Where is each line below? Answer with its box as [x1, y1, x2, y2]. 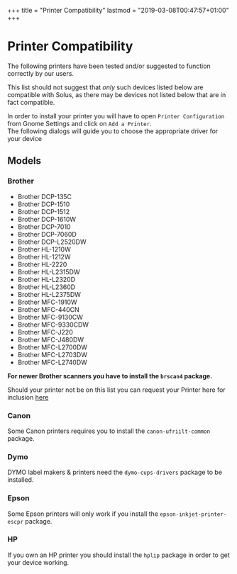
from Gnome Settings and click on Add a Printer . [7, 119, 152, 128]
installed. [7, 475, 34, 484]
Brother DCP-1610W [17, 215, 77, 223]
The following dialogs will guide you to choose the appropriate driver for [7, 127, 219, 135]
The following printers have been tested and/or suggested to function [7, 62, 211, 70]
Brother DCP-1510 [17, 200, 70, 208]
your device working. [7, 558, 70, 566]
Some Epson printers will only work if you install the [7, 510, 158, 518]
